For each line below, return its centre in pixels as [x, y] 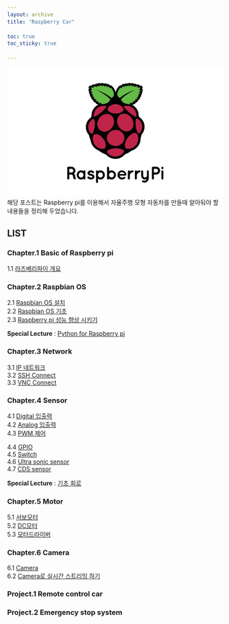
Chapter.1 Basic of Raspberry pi [60, 252]
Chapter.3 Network [40, 352]
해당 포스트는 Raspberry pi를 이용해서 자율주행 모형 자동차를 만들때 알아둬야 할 [113, 202]
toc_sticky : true [32, 44]
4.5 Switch [22, 454]
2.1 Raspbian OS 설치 [36, 303]
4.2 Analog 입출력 [32, 424]
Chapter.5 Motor [35, 501]
